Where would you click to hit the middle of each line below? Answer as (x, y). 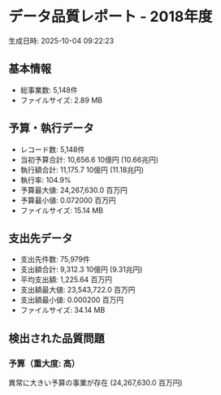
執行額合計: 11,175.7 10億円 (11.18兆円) (82, 169)
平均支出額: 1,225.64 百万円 (66, 280)
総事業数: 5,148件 (49, 89)
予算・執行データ (51, 128)
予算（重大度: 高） (44, 363)
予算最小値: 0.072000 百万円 (68, 200)
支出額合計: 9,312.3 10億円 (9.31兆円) (81, 270)
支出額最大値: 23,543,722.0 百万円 (78, 290)
